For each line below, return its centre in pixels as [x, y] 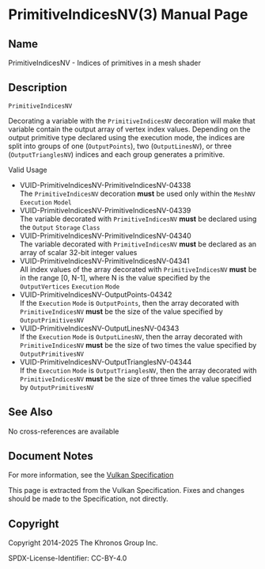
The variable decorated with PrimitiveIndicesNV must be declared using [138, 219]
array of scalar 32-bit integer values [78, 252]
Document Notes [51, 456]
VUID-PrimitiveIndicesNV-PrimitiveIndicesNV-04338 [105, 185]
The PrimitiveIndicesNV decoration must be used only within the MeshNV [137, 193]
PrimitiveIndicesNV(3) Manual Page [128, 15]
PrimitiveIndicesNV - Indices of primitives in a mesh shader [105, 63]
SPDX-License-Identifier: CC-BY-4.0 [68, 558]
